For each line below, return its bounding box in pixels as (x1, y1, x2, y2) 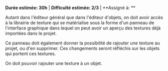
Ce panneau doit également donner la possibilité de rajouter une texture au (5, 40, 160, 46)
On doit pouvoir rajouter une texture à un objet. (5, 60, 102, 66)
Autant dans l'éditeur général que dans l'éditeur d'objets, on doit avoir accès (5, 14, 163, 20)
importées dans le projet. (5, 30, 57, 36)
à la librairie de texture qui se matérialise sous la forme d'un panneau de (5, 20, 154, 25)
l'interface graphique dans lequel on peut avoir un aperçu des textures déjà (5, 25, 161, 31)
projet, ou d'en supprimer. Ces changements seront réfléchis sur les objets (5, 45, 160, 51)
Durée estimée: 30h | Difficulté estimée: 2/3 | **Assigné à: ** (5, 5, 136, 10)
